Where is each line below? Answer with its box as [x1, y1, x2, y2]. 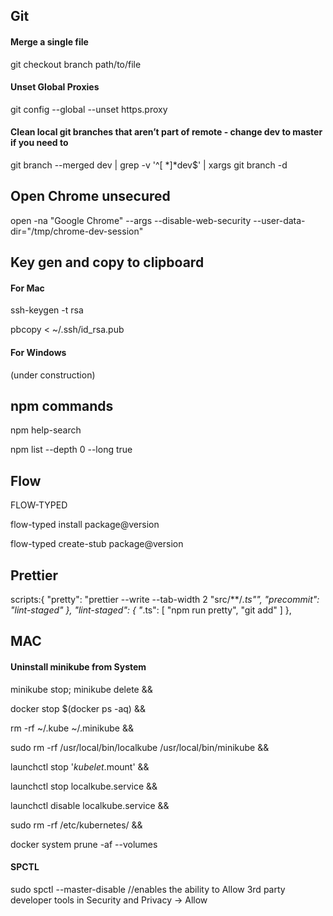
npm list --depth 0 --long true [10, 444, 133, 456]
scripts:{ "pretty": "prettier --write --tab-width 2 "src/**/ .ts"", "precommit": [10, 594, 320, 606]
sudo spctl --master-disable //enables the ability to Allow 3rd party [10, 883, 286, 895]
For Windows [10, 347, 67, 358]
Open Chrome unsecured [10, 188, 171, 205]
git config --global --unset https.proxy [10, 103, 168, 115]
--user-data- [253, 214, 306, 226]
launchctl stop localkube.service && [10, 780, 158, 792]
